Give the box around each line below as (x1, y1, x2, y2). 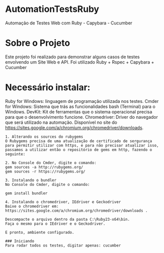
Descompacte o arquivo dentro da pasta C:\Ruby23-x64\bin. (5, 217, 130, 222)
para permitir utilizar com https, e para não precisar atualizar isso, (5, 143, 159, 148)
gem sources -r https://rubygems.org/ (5, 169, 85, 174)
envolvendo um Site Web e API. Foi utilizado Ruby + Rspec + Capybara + (5, 59, 155, 65)
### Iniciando (5, 239, 35, 244)
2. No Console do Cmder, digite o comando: (5, 160, 97, 165)
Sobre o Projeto (5, 37, 71, 49)
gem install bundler (5, 190, 48, 196)
